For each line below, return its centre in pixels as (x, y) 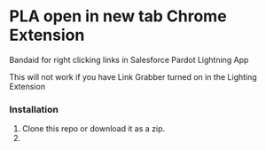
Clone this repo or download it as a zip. (94, 129)
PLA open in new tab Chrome (118, 16)
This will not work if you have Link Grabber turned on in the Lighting (133, 76)
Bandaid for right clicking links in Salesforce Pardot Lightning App (129, 59)
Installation (34, 109)
